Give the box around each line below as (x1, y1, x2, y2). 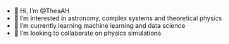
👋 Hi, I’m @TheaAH (13, 7, 70, 15)
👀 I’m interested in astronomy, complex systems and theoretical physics (13, 14, 223, 22)
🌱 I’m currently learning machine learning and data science (13, 22, 185, 29)
